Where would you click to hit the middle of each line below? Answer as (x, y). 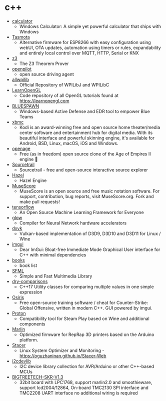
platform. (29, 339)
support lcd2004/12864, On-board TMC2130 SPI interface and (84, 387)
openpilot (22, 68)
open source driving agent (47, 74)
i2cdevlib (21, 361)
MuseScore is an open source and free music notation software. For (89, 191)
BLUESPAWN (25, 106)
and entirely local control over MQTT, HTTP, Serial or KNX (79, 53)
